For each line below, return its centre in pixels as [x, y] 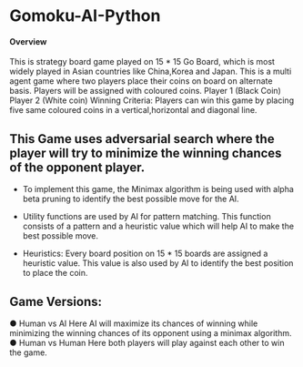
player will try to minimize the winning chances [146, 153]
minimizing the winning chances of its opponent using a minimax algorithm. [151, 333]
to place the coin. [55, 273]
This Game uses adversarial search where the [142, 139]
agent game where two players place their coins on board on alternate [141, 81]
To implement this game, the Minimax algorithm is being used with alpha [158, 189]
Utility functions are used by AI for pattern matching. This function [146, 217]
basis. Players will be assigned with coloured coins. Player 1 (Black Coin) [146, 91]
